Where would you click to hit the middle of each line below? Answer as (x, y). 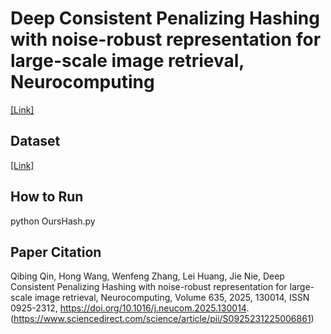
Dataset (35, 141)
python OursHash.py (53, 221)
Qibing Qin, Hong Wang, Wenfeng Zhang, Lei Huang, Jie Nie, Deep (147, 276)
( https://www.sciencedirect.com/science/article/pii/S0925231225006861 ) (162, 319)
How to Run (47, 197)
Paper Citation (56, 252)
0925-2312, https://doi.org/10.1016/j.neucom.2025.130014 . (130, 308)
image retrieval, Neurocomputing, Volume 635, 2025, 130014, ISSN (172, 298)
